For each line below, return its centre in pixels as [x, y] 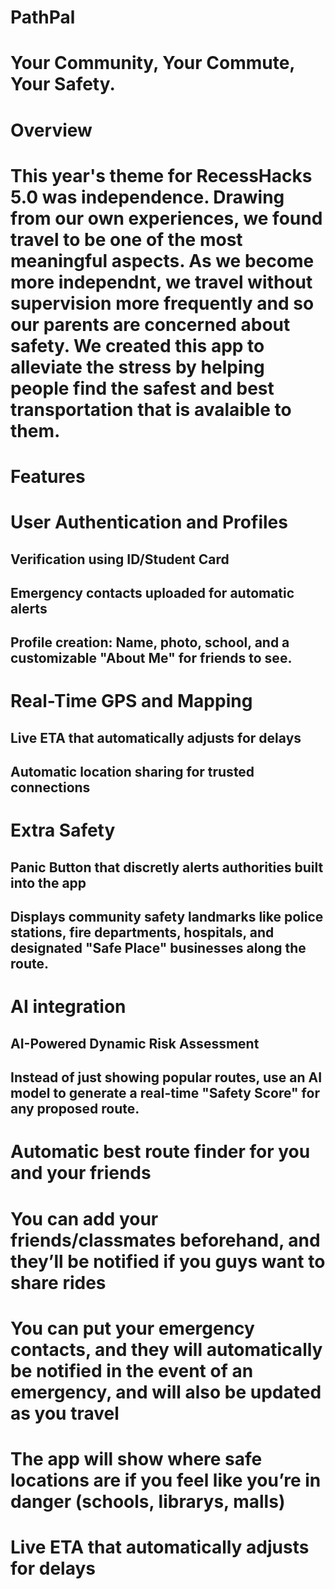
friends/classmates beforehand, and [165, 1240]
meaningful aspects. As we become [162, 260]
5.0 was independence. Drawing [147, 197]
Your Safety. [63, 84]
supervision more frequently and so [162, 303]
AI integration [68, 1007]
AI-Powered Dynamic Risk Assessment [135, 1043]
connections [50, 787]
